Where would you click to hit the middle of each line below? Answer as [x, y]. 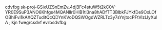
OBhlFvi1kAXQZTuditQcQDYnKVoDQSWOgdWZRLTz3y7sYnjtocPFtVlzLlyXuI [81, 17]
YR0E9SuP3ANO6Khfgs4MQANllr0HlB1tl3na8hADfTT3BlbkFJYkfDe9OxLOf [81, 12]
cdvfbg [12, 7]
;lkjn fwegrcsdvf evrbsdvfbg [38, 22]
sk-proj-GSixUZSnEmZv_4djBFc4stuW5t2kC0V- [68, 7]
